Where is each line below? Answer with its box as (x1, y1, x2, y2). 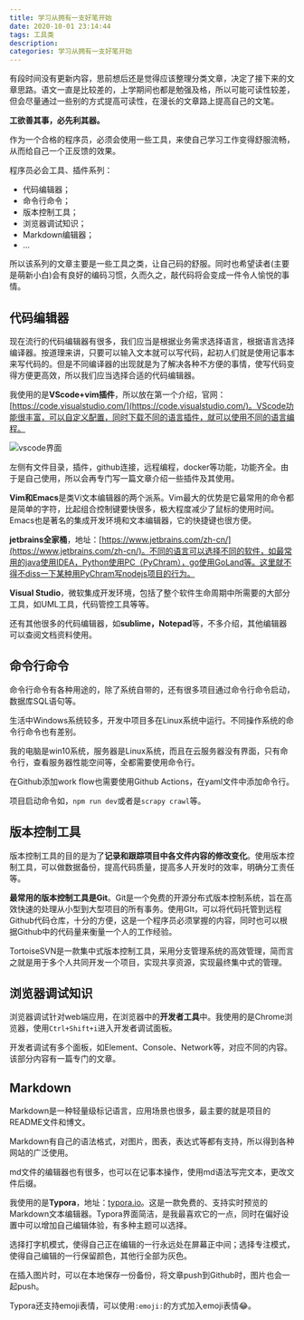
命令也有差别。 (24, 726, 81, 737)
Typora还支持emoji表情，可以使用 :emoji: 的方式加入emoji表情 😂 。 (9, 1300, 256, 1311)
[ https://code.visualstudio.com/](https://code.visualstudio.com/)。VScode (9, 400, 287, 411)
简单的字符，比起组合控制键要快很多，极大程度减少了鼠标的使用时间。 (16, 503, 279, 514)
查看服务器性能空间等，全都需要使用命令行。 (33, 756, 200, 767)
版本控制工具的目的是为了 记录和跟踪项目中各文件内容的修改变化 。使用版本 (9, 849, 287, 861)
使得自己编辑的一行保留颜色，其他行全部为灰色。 (9, 1250, 192, 1261)
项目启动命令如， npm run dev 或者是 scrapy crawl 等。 (9, 795, 206, 806)
